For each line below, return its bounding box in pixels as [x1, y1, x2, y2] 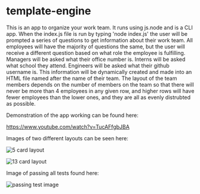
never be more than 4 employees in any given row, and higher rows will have [6, 87, 195, 94]
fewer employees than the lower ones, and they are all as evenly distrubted [6, 94, 191, 101]
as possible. [6, 100, 36, 107]
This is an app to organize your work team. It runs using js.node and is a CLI [6, 24, 193, 31]
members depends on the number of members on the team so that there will [6, 81, 194, 88]
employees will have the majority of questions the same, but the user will [6, 43, 185, 50]
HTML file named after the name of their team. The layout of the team [6, 75, 177, 82]
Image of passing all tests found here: [6, 169, 99, 177]
